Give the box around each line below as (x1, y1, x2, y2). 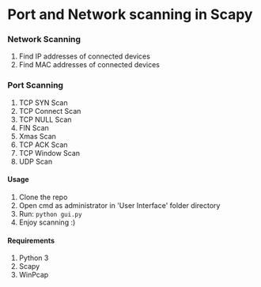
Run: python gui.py (18, 209, 82, 218)
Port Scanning (7, 80, 64, 91)
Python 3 (18, 253, 49, 262)
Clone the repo (18, 192, 68, 202)
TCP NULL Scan (18, 115, 72, 124)
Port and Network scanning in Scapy (7, 6, 253, 24)
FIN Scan (18, 123, 49, 132)
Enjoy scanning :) (18, 217, 76, 227)
